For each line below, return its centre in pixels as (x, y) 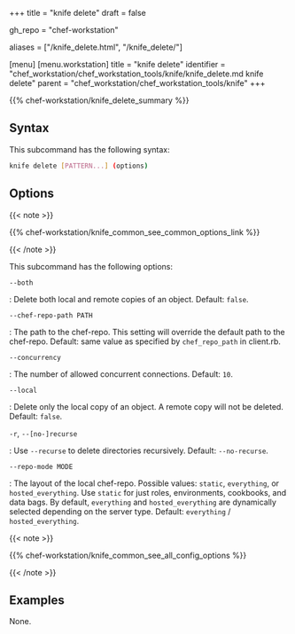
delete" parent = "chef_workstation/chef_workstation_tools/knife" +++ (137, 83)
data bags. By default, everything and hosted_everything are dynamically (143, 502)
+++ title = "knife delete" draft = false (78, 13)
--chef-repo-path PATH (51, 315)
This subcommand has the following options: (91, 266)
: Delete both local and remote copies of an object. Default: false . (129, 299)
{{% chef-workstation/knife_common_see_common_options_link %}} (135, 232)
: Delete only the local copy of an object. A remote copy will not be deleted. (146, 406)
